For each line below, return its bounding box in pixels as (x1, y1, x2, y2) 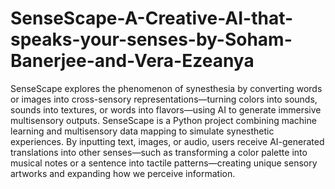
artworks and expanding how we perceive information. (10, 167, 236, 179)
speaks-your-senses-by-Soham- (10, 28, 293, 51)
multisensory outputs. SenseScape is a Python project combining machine (10, 114, 317, 126)
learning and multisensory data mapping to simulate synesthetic (10, 125, 275, 137)
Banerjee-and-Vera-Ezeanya (10, 50, 255, 72)
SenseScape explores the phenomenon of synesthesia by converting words (10, 82, 323, 94)
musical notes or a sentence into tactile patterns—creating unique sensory (10, 157, 318, 169)
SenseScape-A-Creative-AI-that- (10, 7, 294, 30)
